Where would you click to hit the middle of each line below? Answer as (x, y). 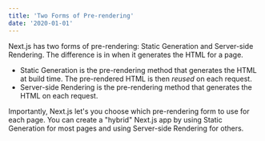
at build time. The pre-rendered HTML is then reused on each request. (136, 79)
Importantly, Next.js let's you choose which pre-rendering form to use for (129, 111)
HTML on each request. (59, 95)
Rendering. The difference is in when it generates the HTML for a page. (126, 54)
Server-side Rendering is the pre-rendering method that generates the (136, 87)
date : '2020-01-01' (41, 23)
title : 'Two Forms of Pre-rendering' (71, 16)
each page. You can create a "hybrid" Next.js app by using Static (115, 119)
